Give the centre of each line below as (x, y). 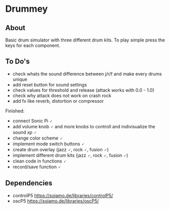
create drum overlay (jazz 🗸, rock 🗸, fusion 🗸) (61, 149)
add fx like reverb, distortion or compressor (58, 101)
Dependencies (29, 183)
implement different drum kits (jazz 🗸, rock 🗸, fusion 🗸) (70, 155)
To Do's (18, 62)
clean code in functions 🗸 (39, 161)
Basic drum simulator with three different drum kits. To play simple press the (85, 40)
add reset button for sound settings (50, 84)
